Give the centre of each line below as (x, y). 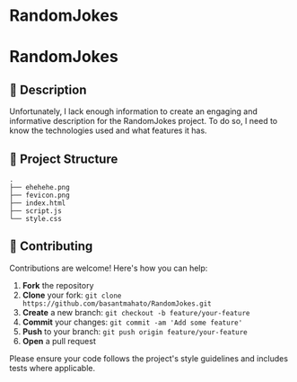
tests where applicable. (52, 368)
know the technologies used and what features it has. (109, 130)
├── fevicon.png (39, 195)
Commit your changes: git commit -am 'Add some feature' (132, 322)
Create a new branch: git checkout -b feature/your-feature (136, 312)
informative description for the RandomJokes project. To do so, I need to (144, 121)
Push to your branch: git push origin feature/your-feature (135, 331)
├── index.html (38, 203)
